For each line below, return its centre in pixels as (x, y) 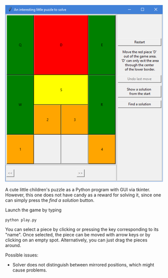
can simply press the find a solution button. (50, 200)
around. (13, 245)
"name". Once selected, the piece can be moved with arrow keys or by (78, 235)
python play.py (21, 220)
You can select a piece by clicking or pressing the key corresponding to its (82, 229)
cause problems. (30, 270)
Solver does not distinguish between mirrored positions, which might (83, 265)
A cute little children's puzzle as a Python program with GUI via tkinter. (78, 190)
